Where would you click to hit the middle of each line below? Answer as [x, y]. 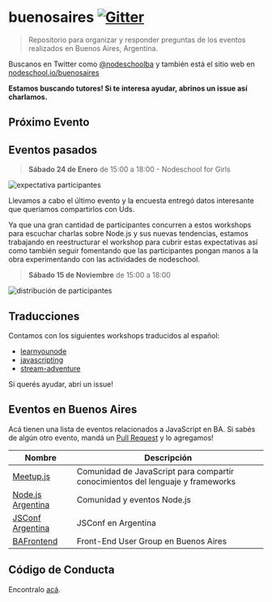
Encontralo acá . [34, 589]
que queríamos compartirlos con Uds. [72, 210]
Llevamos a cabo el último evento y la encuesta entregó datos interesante [132, 201]
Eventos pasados [53, 150]
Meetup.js [32, 476]
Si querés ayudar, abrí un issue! [61, 384]
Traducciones [44, 316]
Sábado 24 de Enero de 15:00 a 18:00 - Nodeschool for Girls [129, 169]
